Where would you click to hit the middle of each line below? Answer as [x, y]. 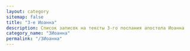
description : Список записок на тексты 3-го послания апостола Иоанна [95, 28]
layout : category [28, 11]
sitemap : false [25, 17]
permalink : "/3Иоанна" [34, 39]
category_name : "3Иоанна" [38, 33]
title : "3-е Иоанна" [32, 22]
